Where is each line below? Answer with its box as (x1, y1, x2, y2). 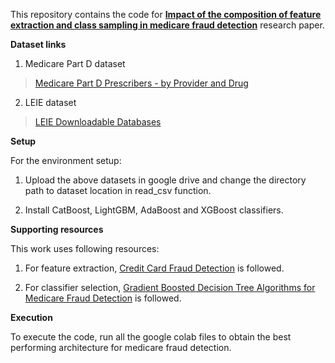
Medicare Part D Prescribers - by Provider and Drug (34, 77, 249, 89)
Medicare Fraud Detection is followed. (24, 292, 182, 304)
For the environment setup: (10, 155, 122, 166)
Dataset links (10, 39, 67, 50)
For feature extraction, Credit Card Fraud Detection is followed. (24, 262, 285, 274)
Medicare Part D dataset (24, 58, 126, 69)
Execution (10, 312, 53, 323)
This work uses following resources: (10, 243, 160, 254)
